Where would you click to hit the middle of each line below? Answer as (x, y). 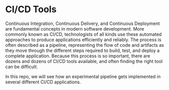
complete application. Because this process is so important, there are (78, 56)
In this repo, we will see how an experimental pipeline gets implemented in (83, 76)
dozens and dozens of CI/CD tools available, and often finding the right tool (84, 61)
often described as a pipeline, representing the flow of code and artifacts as (84, 45)
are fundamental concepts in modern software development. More (75, 28)
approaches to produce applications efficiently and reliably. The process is (83, 40)
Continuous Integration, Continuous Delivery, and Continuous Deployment (82, 23)
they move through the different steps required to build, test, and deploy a (82, 50)
